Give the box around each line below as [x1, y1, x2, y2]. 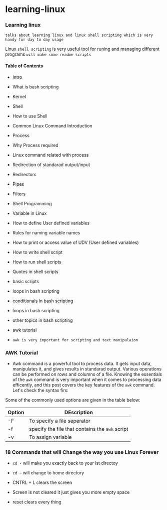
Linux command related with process [12, 152, 89, 158]
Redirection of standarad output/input [12, 162, 90, 168]
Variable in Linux [12, 210, 47, 216]
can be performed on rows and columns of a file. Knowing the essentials [12, 371, 162, 377]
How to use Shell [12, 113, 47, 119]
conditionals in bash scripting [12, 298, 73, 304]
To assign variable [29, 433, 72, 440]
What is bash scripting [12, 84, 59, 90]
